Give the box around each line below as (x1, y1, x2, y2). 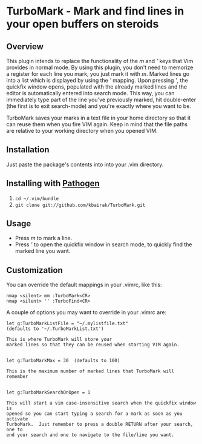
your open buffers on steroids (6, 17, 159, 31)
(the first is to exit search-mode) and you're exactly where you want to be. (6, 103, 192, 110)
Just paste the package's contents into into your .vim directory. (6, 161, 164, 168)
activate (6, 416, 28, 422)
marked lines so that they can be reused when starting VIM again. (6, 341, 180, 348)
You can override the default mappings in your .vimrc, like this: (6, 281, 162, 289)
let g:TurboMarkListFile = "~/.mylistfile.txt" (6, 320, 129, 327)
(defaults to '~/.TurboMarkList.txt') (6, 326, 104, 332)
